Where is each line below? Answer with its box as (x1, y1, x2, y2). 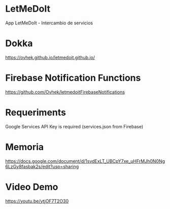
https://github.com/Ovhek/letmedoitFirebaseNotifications (5, 89, 125, 95)
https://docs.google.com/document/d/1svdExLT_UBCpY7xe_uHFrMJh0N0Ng (5, 158, 165, 164)
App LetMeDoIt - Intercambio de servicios (5, 20, 93, 26)
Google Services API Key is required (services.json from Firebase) (5, 123, 144, 129)
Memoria (5, 141, 44, 153)
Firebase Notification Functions (5, 72, 141, 84)
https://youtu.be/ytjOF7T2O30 (5, 198, 69, 204)
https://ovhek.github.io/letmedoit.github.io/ (5, 54, 95, 60)
